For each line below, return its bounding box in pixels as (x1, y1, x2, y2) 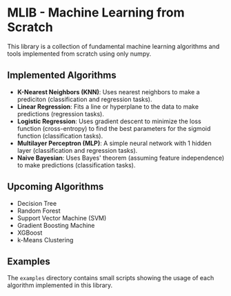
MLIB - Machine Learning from (7, 5, 185, 21)
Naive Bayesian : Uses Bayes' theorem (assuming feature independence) (17, 154, 225, 162)
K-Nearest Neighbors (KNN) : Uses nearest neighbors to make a (17, 87, 200, 96)
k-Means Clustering (17, 235, 74, 244)
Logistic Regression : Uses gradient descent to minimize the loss (17, 117, 201, 125)
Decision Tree (17, 199, 57, 207)
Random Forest (17, 207, 61, 215)
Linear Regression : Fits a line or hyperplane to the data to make (17, 102, 199, 111)
